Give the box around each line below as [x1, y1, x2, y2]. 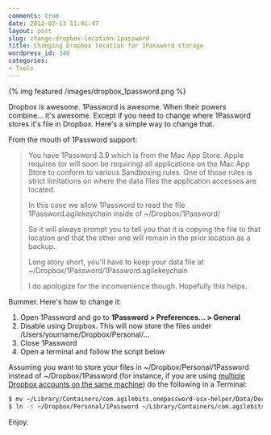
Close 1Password [19, 338, 77, 347]
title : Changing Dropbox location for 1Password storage [8, 42, 204, 50]
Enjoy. [8, 416, 29, 427]
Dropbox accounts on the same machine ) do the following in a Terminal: [8, 379, 248, 389]
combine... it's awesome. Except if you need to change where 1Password [8, 110, 252, 120]
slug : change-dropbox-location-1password [8, 34, 150, 43]
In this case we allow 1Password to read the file [27, 200, 186, 209]
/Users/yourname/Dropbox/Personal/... [19, 329, 150, 339]
